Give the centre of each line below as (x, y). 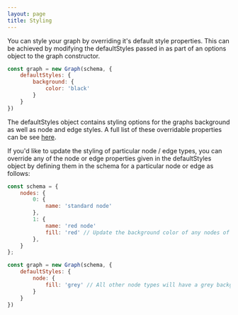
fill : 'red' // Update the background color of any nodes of (137, 232)
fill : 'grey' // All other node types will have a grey (129, 284)
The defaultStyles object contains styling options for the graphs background (119, 122)
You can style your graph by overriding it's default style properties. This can (119, 40)
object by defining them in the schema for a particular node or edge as (110, 166)
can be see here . (32, 137)
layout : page (27, 14)
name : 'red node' (71, 226)
